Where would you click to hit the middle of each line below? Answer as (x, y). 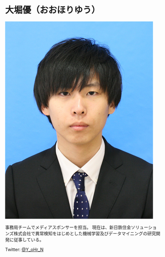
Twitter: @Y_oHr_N (24, 249)
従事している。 (29, 239)
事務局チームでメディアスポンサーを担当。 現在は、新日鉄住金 (68, 227)
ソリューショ (144, 227)
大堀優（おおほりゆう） (53, 10)
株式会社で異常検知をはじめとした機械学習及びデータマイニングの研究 (85, 233)
